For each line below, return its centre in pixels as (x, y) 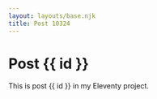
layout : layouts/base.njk (52, 16)
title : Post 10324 (39, 24)
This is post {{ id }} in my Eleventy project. (79, 86)
